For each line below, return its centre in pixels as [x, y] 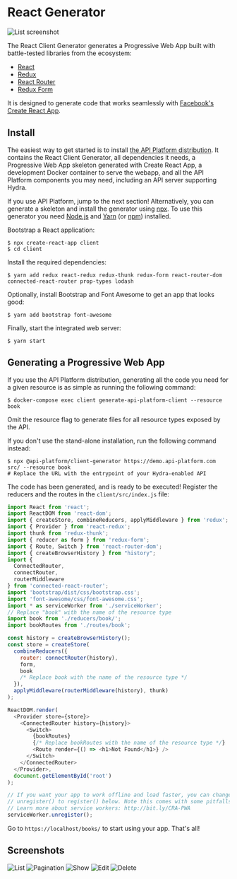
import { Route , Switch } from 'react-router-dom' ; [85, 546]
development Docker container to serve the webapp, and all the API [106, 172]
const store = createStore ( [49, 645]
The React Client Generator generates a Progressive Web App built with [111, 45]
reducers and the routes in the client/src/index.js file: [88, 494]
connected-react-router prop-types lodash [71, 281]
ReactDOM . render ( [33, 710]
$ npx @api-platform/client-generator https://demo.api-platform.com [112, 461]
